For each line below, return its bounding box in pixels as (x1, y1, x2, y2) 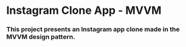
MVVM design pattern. (6, 33, 75, 41)
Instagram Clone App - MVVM (6, 4, 162, 17)
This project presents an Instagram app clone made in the (6, 25, 181, 34)
